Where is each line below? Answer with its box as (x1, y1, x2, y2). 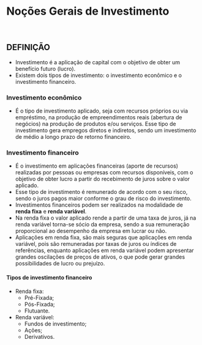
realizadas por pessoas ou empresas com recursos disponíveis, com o (15, 169, 193, 176)
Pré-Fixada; (24, 294, 54, 301)
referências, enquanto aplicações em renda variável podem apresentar (15, 247, 194, 254)
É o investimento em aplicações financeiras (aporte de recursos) (15, 162, 179, 169)
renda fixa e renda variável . (15, 208, 87, 215)
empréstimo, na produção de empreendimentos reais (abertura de (15, 114, 182, 121)
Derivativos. (24, 333, 55, 340)
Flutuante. (24, 307, 50, 314)
